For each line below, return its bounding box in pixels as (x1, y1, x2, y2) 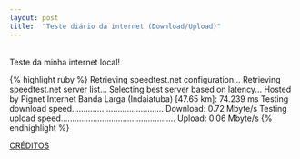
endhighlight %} (9, 122, 70, 133)
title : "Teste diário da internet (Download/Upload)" (9, 22, 222, 31)
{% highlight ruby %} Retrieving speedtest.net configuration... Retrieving (9, 74, 281, 84)
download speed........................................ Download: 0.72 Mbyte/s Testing (9, 103, 288, 114)
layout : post (9, 13, 59, 23)
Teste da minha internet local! (9, 56, 121, 67)
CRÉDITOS (9, 140, 50, 151)
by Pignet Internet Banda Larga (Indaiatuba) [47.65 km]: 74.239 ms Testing (9, 93, 289, 104)
